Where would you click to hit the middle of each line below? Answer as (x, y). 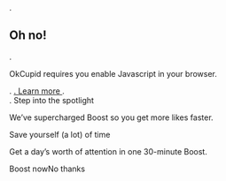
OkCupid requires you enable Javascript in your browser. (113, 73)
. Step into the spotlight (52, 100)
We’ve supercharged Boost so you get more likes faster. (112, 117)
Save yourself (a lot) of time (60, 134)
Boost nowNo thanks (47, 169)
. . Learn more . (37, 91)
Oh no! (28, 36)
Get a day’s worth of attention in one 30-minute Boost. (109, 151)
